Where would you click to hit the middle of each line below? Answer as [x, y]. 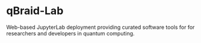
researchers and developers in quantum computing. [70, 33]
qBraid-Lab [35, 11]
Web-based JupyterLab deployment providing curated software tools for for [100, 27]
